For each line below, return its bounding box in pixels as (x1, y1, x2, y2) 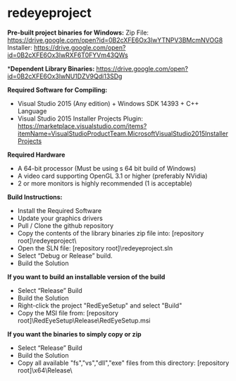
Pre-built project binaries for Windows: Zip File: (7, 28, 149, 37)
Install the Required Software (17, 206, 102, 214)
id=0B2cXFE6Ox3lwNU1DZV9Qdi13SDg (7, 72, 123, 80)
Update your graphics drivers (17, 214, 104, 222)
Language (17, 107, 47, 115)
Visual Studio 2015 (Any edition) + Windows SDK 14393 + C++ (17, 99, 199, 107)
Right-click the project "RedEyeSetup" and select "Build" (17, 301, 182, 310)
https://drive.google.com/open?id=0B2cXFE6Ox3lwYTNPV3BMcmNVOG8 (7, 35, 223, 44)
